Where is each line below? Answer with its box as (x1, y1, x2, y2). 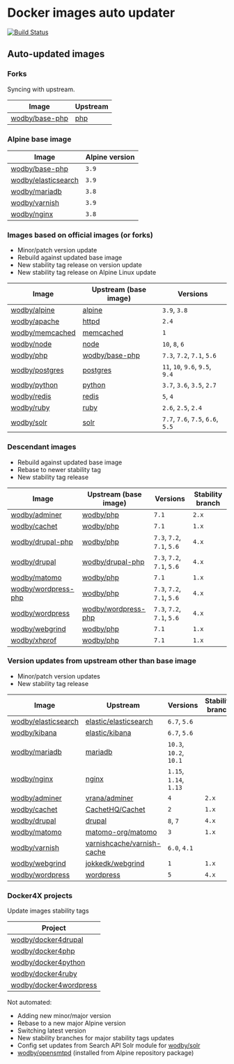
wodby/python (10, 380, 58, 390)
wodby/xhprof (10, 635, 57, 645)
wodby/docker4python (10, 957, 86, 967)
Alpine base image (7, 134, 72, 144)
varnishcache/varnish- (85, 838, 162, 848)
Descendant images (7, 442, 77, 452)
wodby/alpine (10, 305, 55, 315)
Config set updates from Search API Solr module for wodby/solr (17, 1041, 201, 1050)
